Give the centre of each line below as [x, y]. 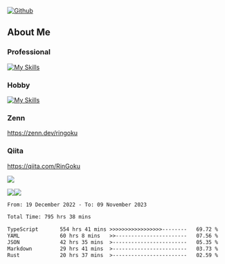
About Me [29, 32]
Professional [29, 52]
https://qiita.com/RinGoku [44, 166]
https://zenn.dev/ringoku [43, 133]
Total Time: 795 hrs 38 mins [49, 217]
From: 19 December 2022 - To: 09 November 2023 [77, 205]
